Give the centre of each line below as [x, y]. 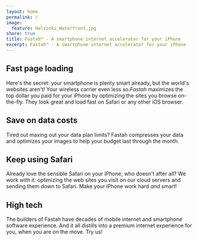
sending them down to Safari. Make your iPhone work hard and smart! [92, 187]
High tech [25, 205]
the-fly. [15, 102]
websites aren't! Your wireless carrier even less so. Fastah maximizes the [95, 89]
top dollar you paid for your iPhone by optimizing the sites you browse [92, 95]
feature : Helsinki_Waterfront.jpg [54, 28]
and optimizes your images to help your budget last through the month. [92, 141]
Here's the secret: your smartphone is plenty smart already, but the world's [98, 83]
